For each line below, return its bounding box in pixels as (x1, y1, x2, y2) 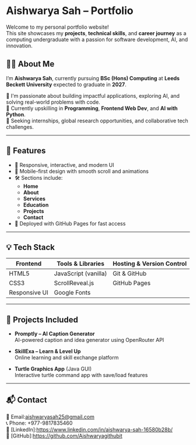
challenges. (6, 123, 34, 130)
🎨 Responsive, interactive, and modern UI (14, 161, 115, 168)
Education (23, 201, 49, 208)
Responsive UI (9, 289, 48, 297)
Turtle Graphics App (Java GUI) (14, 365, 92, 372)
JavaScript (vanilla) (54, 269, 107, 278)
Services (23, 195, 45, 202)
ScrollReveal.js (54, 279, 94, 287)
